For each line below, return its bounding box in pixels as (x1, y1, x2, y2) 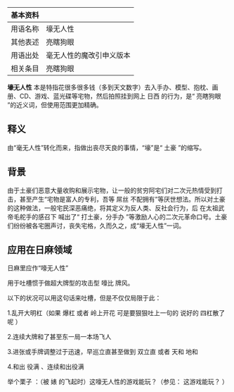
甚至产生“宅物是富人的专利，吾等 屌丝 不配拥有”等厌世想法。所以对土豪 (19, 195, 226, 203)
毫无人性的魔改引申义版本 (46, 51, 131, 60)
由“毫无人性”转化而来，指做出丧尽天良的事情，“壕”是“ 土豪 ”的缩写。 (7, 143, 206, 152)
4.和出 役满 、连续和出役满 (7, 362, 84, 371)
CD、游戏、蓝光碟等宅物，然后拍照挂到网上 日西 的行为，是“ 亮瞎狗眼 (19, 92, 221, 100)
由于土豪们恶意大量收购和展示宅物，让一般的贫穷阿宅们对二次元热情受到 (7, 186, 216, 195)
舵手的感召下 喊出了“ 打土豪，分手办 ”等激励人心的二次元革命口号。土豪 (19, 212, 228, 221)
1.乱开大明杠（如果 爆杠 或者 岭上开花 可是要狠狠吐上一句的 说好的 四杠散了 (7, 309, 226, 317)
